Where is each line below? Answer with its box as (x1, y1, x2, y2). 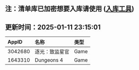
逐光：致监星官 (34, 48, 70, 55)
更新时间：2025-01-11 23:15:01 (5, 23, 101, 31)
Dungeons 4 (34, 57, 63, 64)
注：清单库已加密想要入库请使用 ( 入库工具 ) (5, 4, 134, 13)
